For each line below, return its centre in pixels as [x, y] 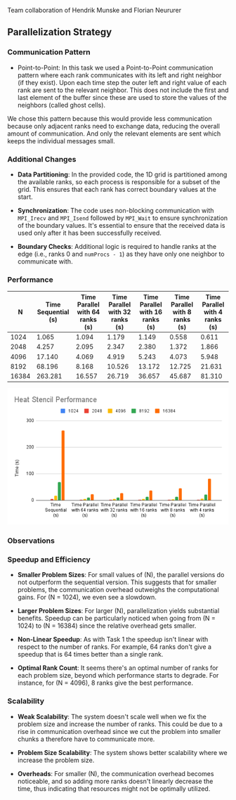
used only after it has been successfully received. [89, 233]
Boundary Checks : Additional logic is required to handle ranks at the [117, 246]
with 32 [119, 311]
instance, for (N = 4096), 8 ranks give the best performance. [105, 683]
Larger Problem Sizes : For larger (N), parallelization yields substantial [118, 611]
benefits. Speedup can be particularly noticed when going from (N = [117, 619]
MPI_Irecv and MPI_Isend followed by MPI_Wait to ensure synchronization [123, 218]
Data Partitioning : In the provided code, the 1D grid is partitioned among [122, 174]
